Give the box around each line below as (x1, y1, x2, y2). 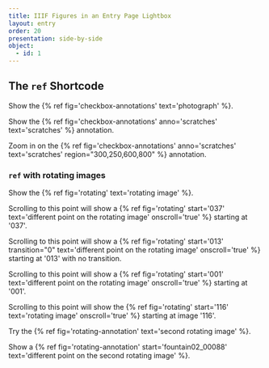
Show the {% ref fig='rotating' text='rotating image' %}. (8, 188, 194, 198)
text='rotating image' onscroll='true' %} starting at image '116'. (8, 311, 216, 320)
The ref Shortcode (8, 79, 104, 93)
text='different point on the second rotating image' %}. (8, 351, 191, 361)
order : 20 (8, 27, 42, 35)
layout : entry (8, 19, 57, 27)
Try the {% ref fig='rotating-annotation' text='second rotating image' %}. (8, 327, 251, 336)
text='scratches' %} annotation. (8, 125, 115, 134)
